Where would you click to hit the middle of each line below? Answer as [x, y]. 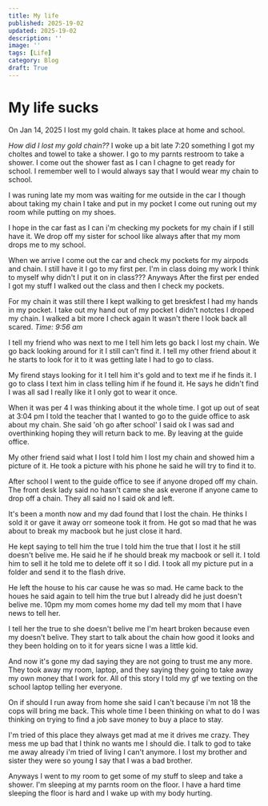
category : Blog [34, 61]
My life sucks [54, 107]
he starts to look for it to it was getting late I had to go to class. [111, 359]
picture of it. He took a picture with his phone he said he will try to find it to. [132, 465]
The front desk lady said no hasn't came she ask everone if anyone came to [133, 489]
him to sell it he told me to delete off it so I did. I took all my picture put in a [131, 563]
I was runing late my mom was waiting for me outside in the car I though [127, 195]
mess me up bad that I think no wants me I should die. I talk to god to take [130, 743]
